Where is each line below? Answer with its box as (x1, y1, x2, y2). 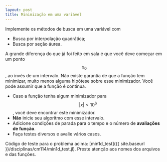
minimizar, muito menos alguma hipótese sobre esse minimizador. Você (5, 78, 153, 84)
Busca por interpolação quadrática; (12, 36, 86, 42)
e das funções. (5, 151, 36, 157)
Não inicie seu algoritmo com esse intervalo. (12, 115, 105, 121)
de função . (12, 125, 36, 131)
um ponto (5, 56, 25, 62)
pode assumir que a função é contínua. (5, 83, 86, 89)
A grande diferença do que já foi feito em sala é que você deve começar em (5, 51, 162, 57)
